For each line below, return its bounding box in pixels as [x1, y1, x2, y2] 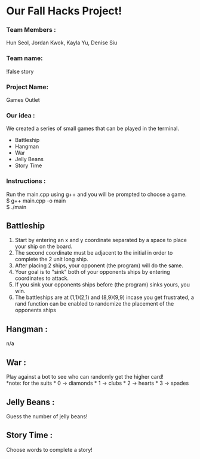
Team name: [6, 54, 43, 62]
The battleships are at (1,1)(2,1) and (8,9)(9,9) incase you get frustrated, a [14, 294, 194, 301]
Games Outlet [6, 96, 40, 104]
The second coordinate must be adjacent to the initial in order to [14, 249, 173, 256]
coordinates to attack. [14, 274, 69, 282]
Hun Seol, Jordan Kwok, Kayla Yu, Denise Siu [6, 39, 118, 46]
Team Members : [6, 26, 56, 34]
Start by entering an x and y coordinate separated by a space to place [14, 237, 187, 244]
